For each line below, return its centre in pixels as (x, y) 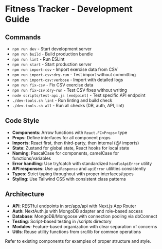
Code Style (22, 121)
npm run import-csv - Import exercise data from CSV (65, 69)
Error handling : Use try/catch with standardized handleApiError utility (82, 163)
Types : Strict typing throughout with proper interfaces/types (73, 174)
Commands (23, 37)
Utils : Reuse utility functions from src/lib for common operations (76, 232)
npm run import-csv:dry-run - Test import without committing (74, 75)
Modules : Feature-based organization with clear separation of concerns (84, 226)
